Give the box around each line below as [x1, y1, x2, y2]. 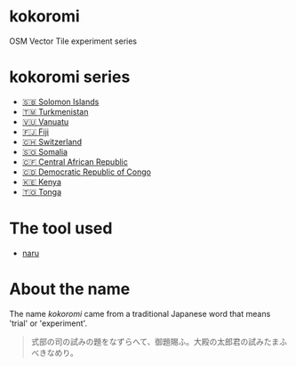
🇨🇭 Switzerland [21, 136, 83, 147]
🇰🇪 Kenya [21, 176, 62, 187]
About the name [9, 279, 131, 299]
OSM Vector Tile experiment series [9, 36, 138, 46]
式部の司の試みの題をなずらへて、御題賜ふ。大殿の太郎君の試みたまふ [30, 336, 287, 346]
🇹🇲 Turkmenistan [21, 106, 89, 117]
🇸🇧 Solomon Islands [21, 96, 100, 107]
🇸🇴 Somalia [21, 146, 68, 157]
